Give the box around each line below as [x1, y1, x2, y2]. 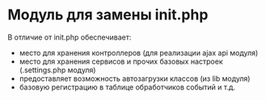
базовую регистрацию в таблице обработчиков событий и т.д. [19, 82, 236, 92]
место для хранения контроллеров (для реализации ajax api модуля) [19, 48, 259, 57]
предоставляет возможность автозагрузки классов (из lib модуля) [19, 73, 251, 83]
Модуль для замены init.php [7, 6, 209, 24]
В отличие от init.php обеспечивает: [7, 32, 132, 42]
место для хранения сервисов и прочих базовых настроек [19, 56, 223, 66]
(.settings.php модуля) [19, 65, 96, 74]
